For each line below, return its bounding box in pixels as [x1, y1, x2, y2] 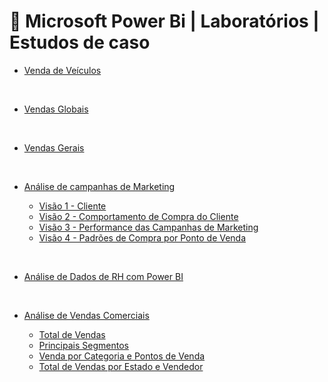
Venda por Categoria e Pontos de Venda [38, 350, 206, 362]
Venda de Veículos [23, 64, 102, 76]
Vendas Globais [23, 103, 89, 115]
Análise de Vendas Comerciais [23, 309, 150, 321]
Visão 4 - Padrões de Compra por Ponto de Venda [38, 231, 247, 244]
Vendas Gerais [23, 141, 85, 154]
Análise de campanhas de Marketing [23, 180, 176, 192]
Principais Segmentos [38, 339, 129, 351]
